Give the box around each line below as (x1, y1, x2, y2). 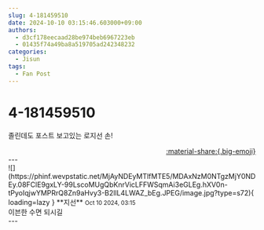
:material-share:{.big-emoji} (166, 146, 256, 155)
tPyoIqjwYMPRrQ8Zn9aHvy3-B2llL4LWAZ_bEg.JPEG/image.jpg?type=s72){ (8, 188, 255, 197)
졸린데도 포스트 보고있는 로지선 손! (8, 130, 113, 140)
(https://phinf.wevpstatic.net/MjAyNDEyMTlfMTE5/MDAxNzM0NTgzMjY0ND (8, 171, 256, 181)
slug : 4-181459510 (8, 11, 68, 20)
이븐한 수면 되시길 (8, 207, 63, 217)
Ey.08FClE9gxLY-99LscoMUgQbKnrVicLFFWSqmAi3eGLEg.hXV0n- (8, 180, 228, 189)
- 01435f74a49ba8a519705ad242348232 (15, 41, 135, 49)
